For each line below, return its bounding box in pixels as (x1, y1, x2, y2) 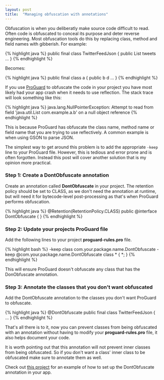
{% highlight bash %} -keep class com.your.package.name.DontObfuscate (5, 246, 156, 252)
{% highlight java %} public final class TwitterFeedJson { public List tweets (5, 50, 156, 56)
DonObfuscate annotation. (5, 271, 59, 277)
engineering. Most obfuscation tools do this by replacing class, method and (5, 35, 158, 42)
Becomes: (5, 65, 25, 71)
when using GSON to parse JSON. (5, 135, 74, 140)
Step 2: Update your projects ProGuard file (5, 225, 108, 232)
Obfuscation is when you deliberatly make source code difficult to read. (5, 25, 149, 31)
